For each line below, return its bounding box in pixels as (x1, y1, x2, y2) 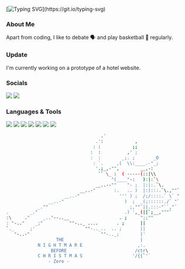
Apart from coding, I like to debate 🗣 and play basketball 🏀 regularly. (6, 34, 173, 41)
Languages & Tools (6, 107, 62, 116)
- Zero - (48, 258, 69, 264)
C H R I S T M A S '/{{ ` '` (37, 253, 151, 259)
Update (6, 51, 28, 59)
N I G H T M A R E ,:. (37, 242, 146, 248)
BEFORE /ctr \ (51, 247, 149, 254)
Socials (6, 79, 28, 87)
